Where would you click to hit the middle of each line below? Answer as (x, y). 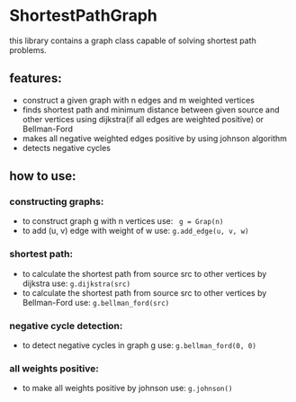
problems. (28, 49)
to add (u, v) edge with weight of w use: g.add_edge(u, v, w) (135, 231)
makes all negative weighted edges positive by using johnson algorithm (155, 138)
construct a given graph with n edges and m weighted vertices (138, 100)
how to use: (43, 176)
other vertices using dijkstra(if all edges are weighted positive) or (143, 119)
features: (36, 79)
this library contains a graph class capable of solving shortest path (133, 40)
